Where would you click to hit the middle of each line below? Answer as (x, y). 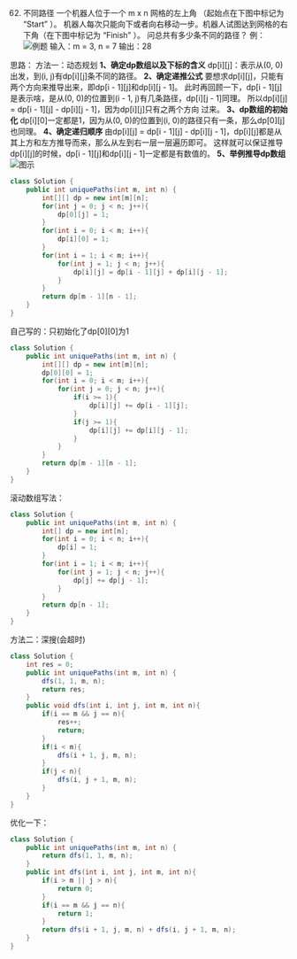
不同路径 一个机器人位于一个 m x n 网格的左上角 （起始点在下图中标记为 (153, 13)
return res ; (64, 689)
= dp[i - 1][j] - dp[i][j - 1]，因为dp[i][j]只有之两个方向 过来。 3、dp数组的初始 (149, 109)
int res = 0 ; (50, 664)
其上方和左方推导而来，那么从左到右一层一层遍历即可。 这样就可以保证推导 (147, 143)
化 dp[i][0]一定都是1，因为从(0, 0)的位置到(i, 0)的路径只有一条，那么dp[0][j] (148, 120)
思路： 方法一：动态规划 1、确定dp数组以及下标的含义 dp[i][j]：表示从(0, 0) (147, 65)
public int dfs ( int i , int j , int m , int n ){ (111, 872)
